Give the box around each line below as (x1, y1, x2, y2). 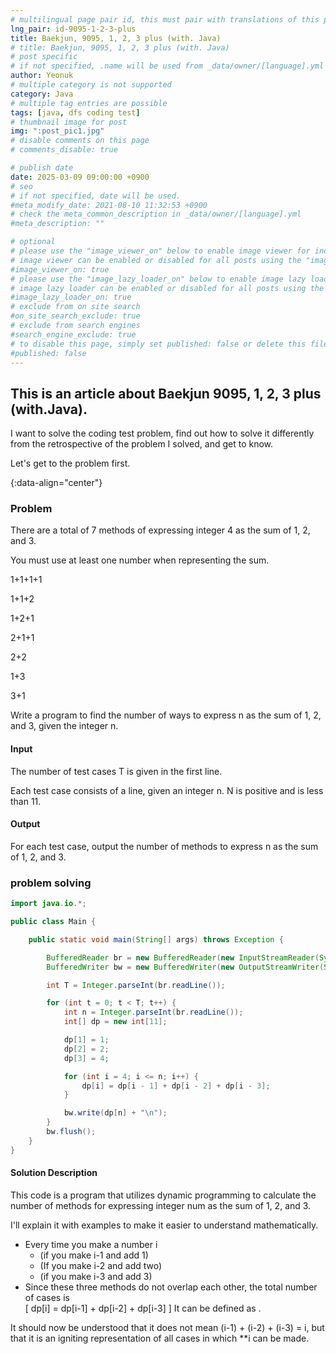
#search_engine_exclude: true (10, 329, 137, 340)
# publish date (10, 163, 74, 173)
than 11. (10, 795, 42, 807)
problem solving (10, 876, 92, 890)
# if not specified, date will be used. (10, 191, 182, 201)
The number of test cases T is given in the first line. (10, 765, 223, 777)
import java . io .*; (10, 899, 87, 909)
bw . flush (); (46, 1127, 97, 1137)
